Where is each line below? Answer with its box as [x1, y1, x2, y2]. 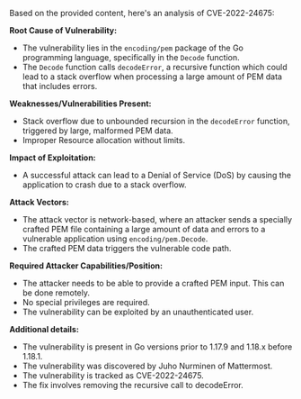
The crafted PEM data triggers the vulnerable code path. [22, 243, 232, 253]
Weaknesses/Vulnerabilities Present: [9, 98, 152, 109]
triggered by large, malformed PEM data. [22, 125, 173, 136]
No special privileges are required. [22, 297, 150, 307]
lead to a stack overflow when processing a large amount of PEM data [22, 71, 283, 82]
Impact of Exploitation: [9, 152, 96, 163]
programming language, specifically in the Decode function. [22, 52, 240, 62]
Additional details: [9, 324, 79, 334]
